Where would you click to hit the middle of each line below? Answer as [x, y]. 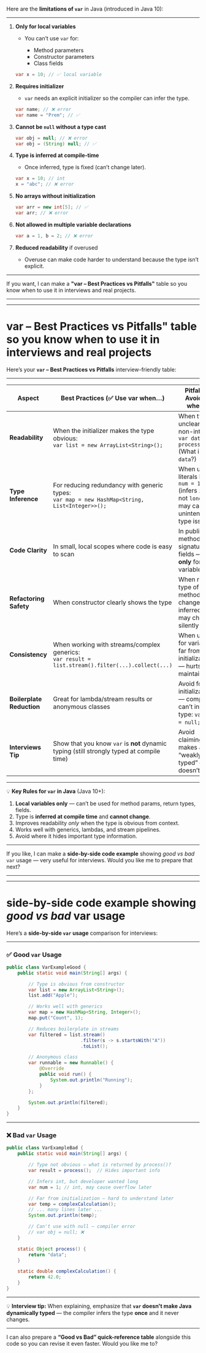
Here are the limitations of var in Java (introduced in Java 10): [85, 9]
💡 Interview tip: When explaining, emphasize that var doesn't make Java [99, 1306]
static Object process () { [52, 1249]
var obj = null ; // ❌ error [51, 138]
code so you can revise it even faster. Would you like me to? [82, 1343]
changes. [18, 1319]
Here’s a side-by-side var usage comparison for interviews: [82, 933]
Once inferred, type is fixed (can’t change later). [85, 167]
